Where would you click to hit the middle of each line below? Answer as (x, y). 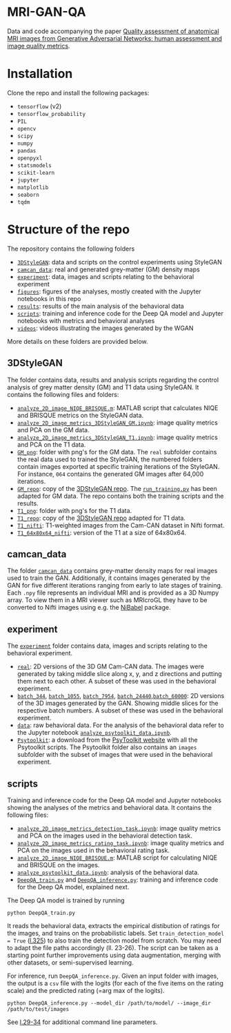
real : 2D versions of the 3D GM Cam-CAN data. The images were (111, 666)
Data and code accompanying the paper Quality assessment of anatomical (113, 31)
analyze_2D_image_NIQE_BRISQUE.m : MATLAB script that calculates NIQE (118, 407)
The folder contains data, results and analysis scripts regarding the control (113, 380)
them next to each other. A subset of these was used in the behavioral (117, 682)
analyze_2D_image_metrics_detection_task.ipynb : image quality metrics (119, 829)
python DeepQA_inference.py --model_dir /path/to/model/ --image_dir (109, 1003)
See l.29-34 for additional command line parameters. (82, 1022)
